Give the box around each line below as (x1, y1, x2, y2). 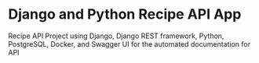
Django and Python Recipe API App (8, 5, 242, 23)
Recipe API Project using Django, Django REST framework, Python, (8, 31, 224, 40)
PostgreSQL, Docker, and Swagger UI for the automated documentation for (8, 39, 251, 48)
